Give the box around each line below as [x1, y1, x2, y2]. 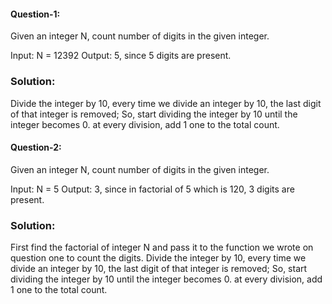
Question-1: [10, 8, 61, 20]
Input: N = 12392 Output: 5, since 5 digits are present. [10, 50, 232, 62]
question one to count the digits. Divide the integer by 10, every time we [10, 252, 307, 264]
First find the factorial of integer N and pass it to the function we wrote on [10, 241, 314, 253]
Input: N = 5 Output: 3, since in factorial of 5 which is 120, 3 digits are [10, 183, 295, 195]
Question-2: [10, 141, 62, 154]
